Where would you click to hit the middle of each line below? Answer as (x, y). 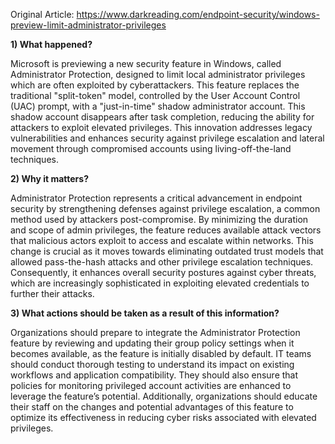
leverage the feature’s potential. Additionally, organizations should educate (164, 396)
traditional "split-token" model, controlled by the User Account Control (155, 95)
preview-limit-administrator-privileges (88, 25)
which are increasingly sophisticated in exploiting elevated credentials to (160, 283)
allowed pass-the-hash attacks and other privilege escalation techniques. (162, 262)
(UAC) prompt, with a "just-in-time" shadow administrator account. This (158, 106)
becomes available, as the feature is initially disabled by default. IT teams (161, 353)
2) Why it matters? (49, 178)
